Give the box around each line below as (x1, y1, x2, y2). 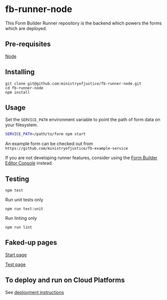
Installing (5, 68, 35, 76)
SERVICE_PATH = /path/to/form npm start (5, 132, 86, 137)
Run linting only (5, 215, 37, 221)
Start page (5, 251, 27, 257)
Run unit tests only (5, 197, 43, 203)
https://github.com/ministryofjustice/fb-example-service (5, 146, 128, 151)
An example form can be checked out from (5, 141, 93, 147)
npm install (5, 90, 30, 95)
